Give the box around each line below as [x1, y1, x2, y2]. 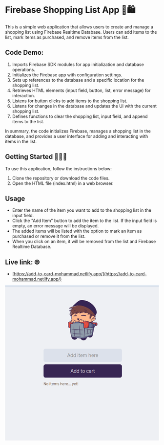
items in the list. [5, 138, 37, 144]
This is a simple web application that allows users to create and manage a [5, 23, 154, 30]
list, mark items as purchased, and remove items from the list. [5, 34, 129, 40]
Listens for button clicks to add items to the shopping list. [12, 98, 128, 104]
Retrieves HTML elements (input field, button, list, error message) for [12, 87, 151, 93]
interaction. [12, 92, 35, 98]
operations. [12, 67, 36, 72]
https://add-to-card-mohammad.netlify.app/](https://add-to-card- [14, 271, 147, 277]
